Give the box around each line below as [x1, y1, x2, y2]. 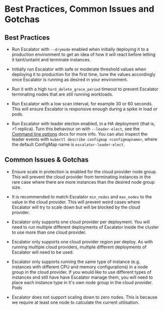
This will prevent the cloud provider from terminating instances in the [11, 174, 151, 180]
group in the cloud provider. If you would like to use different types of [11, 269, 152, 275]
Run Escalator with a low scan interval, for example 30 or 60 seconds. [11, 101, 153, 106]
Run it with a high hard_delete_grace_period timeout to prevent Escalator [11, 86, 159, 92]
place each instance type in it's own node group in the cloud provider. [11, 279, 153, 285]
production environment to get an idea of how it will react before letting [11, 51, 156, 57]
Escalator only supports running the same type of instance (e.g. [11, 259, 141, 264]
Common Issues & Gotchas [4, 156, 89, 164]
